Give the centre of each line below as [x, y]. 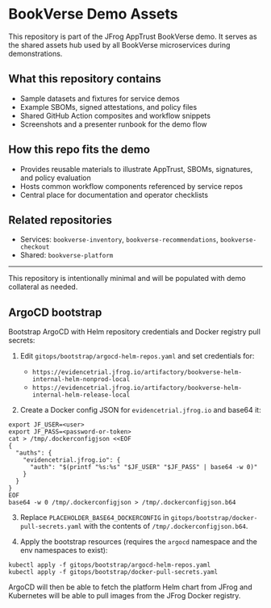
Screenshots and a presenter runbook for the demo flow [113, 124]
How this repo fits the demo [79, 150]
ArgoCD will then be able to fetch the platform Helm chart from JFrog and [130, 587]
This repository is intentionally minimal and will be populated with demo [127, 279]
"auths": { [34, 453]
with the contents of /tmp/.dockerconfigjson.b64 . [166, 526]
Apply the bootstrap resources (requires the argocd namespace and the [139, 542]
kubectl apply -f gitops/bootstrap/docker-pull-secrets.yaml [113, 572]
